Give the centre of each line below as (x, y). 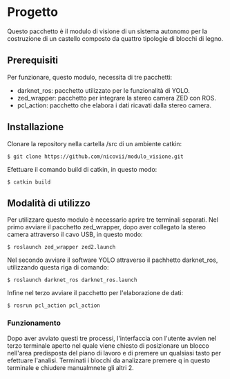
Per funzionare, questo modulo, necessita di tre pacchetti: (90, 77)
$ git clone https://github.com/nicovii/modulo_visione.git (96, 157)
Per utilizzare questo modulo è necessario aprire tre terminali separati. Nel (113, 220)
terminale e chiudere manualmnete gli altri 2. (71, 367)
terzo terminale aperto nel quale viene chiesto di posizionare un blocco (108, 345)
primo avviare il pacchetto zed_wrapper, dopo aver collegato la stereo (106, 227)
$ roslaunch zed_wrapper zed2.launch (61, 247)
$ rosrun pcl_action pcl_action (54, 306)
